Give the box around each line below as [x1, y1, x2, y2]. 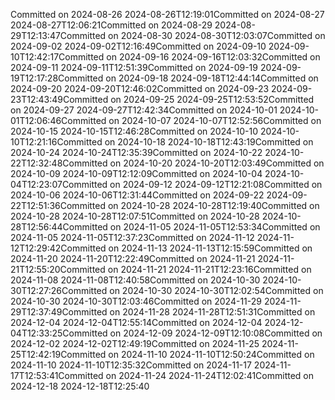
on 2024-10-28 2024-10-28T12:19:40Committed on [107, 200, 320, 211]
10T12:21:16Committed [10, 136, 103, 148]
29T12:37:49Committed [10, 306, 108, 318]
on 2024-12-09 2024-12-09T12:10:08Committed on [109, 327, 323, 339]
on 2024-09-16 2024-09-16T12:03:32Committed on [106, 51, 321, 63]
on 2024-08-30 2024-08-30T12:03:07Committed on [108, 30, 326, 41]
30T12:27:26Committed [10, 285, 108, 296]
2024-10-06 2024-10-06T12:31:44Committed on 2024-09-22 [10, 189, 265, 201]
